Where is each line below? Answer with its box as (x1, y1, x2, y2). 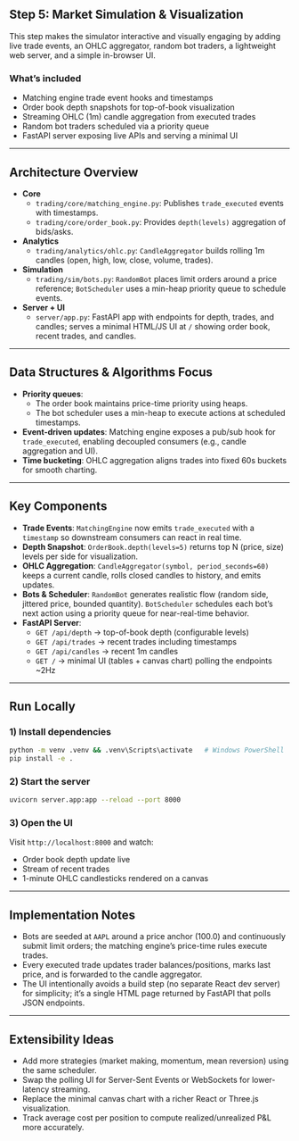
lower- (252, 1075, 276, 1086)
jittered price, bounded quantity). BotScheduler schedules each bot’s (21, 598, 273, 609)
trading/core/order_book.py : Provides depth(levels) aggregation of (35, 216, 287, 227)
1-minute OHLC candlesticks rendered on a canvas (21, 873, 209, 884)
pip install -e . (9, 754, 74, 763)
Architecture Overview (9, 164, 139, 179)
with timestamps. (35, 207, 99, 218)
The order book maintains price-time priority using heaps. (35, 397, 248, 409)
